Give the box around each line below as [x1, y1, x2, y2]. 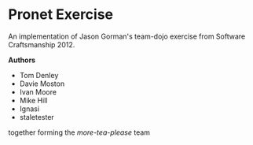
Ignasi [19, 104, 40, 113]
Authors [8, 55, 36, 65]
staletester [19, 112, 55, 121]
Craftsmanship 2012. [8, 39, 75, 49]
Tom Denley [19, 70, 59, 80]
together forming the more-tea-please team [8, 128, 151, 137]
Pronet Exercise [8, 6, 114, 24]
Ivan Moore [19, 87, 57, 96]
